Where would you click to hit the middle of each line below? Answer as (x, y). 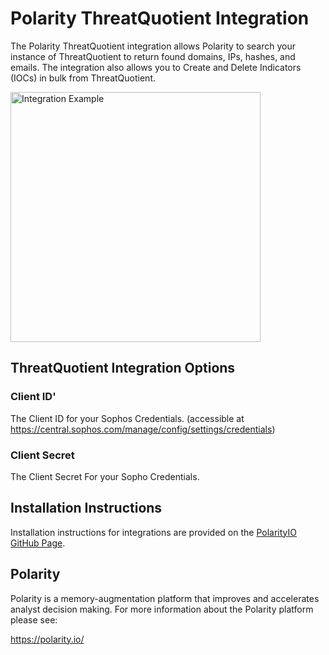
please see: (34, 619)
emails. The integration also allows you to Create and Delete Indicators (156, 67)
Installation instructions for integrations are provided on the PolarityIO (153, 532)
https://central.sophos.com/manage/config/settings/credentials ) (143, 429)
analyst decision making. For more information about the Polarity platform (162, 609)
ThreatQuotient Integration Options (123, 368)
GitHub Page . (38, 543)
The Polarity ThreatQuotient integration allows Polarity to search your (153, 46)
